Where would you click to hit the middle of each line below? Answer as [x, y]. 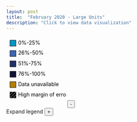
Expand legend [25, 112]
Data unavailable [39, 84]
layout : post [22, 12]
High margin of [36, 95]
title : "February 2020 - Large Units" [56, 17]
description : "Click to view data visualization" [69, 23]
